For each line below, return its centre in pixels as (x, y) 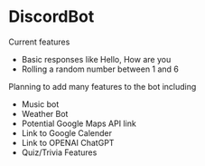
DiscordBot (51, 17)
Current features (39, 42)
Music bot (40, 104)
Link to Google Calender (66, 132)
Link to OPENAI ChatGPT (68, 142)
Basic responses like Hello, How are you (96, 59)
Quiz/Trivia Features (59, 152)
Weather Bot (45, 113)
